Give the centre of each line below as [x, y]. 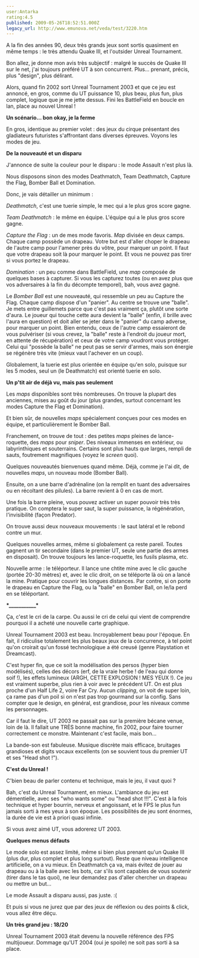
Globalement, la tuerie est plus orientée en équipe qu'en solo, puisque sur [97, 365]
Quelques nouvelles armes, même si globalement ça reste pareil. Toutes [94, 544]
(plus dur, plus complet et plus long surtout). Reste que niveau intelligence [97, 859]
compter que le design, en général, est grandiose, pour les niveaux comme [98, 703]
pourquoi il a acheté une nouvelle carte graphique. [68, 623]
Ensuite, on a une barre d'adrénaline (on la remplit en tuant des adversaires [98, 484]
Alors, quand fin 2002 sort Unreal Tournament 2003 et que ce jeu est [91, 87]
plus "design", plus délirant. [40, 76]
